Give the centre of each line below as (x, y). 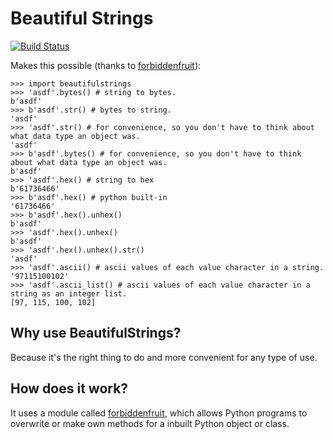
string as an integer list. (69, 293)
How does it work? (69, 388)
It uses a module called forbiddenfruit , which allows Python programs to (159, 413)
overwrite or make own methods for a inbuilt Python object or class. (150, 423)
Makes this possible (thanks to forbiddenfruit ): (106, 65)
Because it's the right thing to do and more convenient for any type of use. (164, 357)
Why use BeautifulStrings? (96, 333)
